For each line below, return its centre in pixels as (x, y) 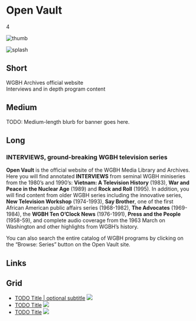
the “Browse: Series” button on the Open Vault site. (68, 245)
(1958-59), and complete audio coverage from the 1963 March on (86, 220)
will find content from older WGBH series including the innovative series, (94, 195)
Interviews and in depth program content (56, 89)
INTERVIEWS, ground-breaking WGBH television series (87, 157)
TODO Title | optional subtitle (50, 298)
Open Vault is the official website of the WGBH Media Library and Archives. (98, 170)
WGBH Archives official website (45, 82)
